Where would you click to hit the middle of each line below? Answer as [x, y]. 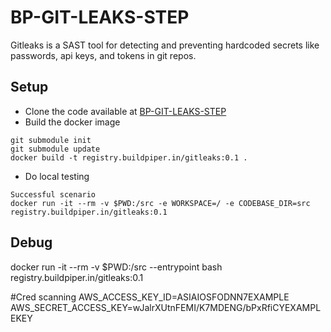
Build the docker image [72, 122]
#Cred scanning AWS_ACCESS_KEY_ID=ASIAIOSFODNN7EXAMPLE [150, 297]
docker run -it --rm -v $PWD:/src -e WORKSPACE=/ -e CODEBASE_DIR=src [160, 203]
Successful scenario [53, 194]
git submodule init [51, 140]
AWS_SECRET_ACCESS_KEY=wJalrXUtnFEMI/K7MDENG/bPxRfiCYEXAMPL [166, 307]
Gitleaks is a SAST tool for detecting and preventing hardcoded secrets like [165, 45]
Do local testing [57, 176]
